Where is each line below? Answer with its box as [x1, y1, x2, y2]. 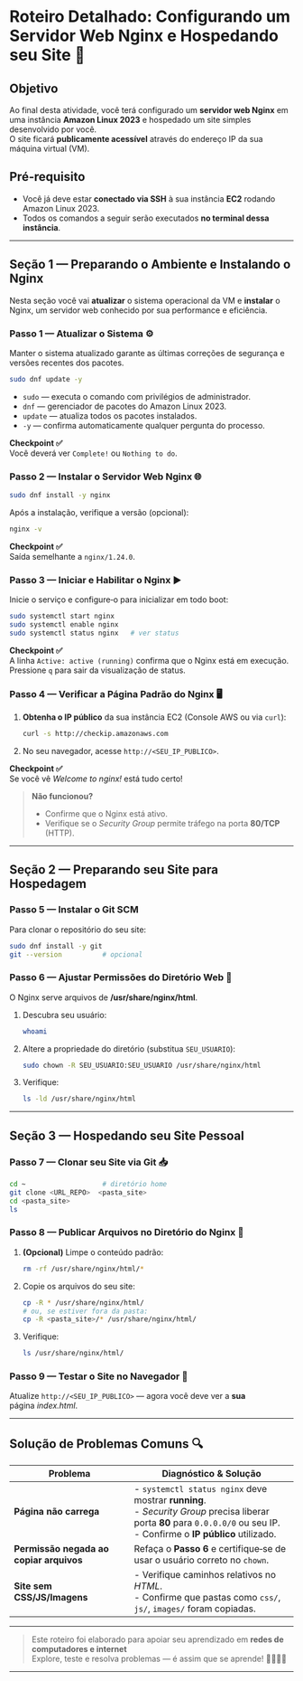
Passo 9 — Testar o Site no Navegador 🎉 [9, 1370, 188, 1383]
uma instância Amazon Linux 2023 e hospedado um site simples [9, 115, 252, 125]
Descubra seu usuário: [22, 1009, 107, 1020]
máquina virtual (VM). [9, 143, 90, 154]
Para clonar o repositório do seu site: [9, 924, 147, 935]
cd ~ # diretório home [9, 1179, 168, 1188]
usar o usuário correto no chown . [133, 1554, 270, 1566]
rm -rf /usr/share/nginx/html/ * [22, 1264, 144, 1273]
